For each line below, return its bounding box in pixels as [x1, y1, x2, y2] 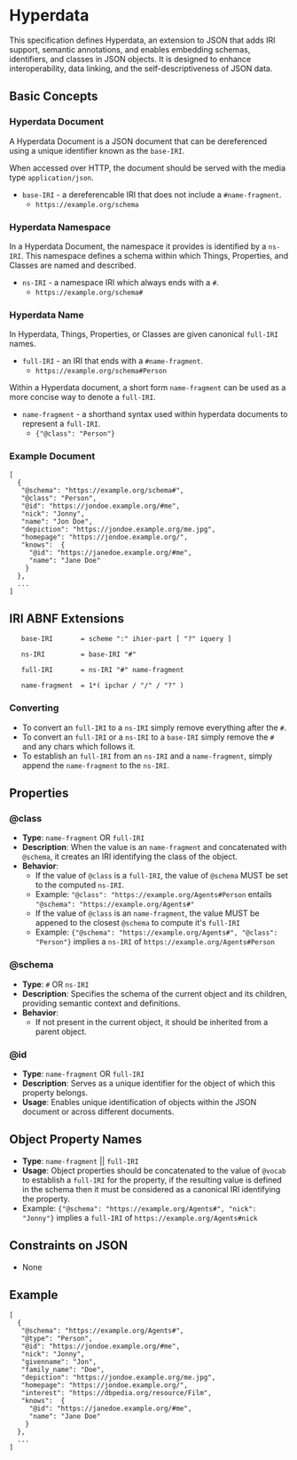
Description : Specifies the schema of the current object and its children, [21, 988, 288, 999]
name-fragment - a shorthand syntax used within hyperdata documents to [21, 409, 288, 420]
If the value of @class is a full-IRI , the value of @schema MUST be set [35, 870, 288, 881]
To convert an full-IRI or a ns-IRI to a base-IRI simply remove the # [21, 731, 275, 742]
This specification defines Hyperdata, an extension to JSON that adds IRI [9, 35, 276, 45]
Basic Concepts [9, 89, 98, 104]
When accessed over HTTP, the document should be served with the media [9, 162, 286, 173]
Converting [9, 702, 59, 714]
